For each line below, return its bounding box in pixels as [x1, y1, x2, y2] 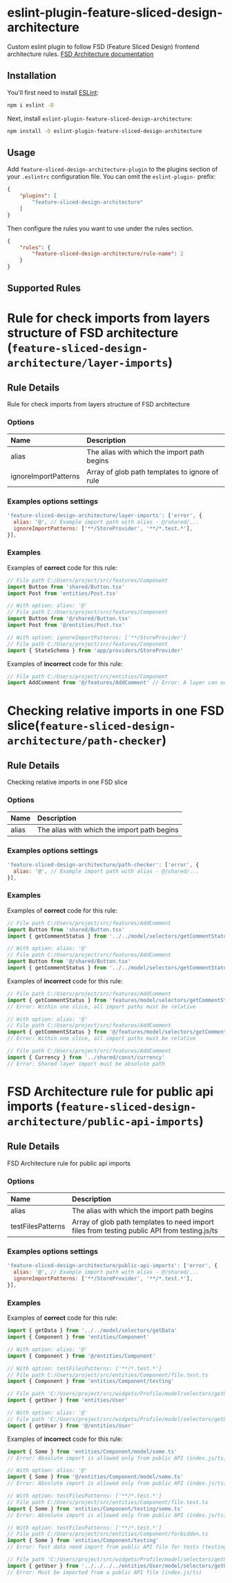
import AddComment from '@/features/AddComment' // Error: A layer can [7, 679, 217, 686]
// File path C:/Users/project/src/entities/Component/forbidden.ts [7, 1530, 209, 1538]
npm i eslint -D [7, 102, 54, 109]
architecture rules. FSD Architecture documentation [7, 50, 154, 58]
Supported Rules [7, 283, 81, 294]
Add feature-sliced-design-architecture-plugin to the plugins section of [7, 165, 218, 174]
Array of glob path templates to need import [72, 1217, 214, 1227]
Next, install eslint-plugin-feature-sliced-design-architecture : [7, 114, 193, 123]
